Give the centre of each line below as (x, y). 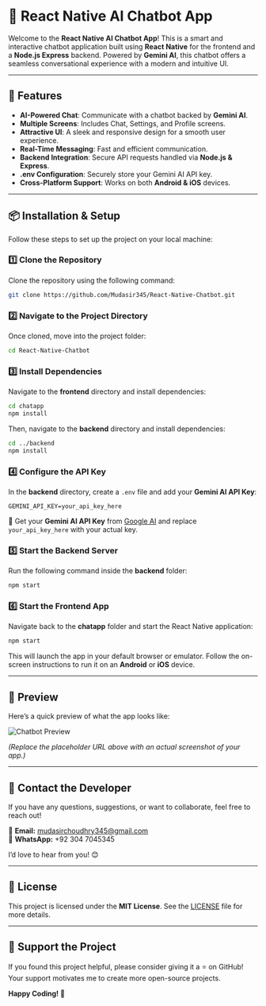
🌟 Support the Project (62, 947)
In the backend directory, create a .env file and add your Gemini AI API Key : (133, 492)
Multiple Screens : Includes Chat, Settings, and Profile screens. (122, 123)
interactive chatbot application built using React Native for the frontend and (132, 46)
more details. (30, 914)
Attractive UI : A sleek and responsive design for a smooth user (122, 132)
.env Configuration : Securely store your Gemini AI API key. (116, 174)
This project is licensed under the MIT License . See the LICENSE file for (125, 906)
